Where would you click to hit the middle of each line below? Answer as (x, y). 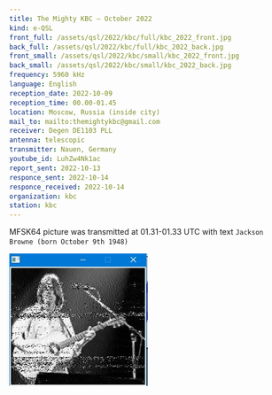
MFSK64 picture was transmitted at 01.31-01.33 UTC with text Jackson (136, 232)
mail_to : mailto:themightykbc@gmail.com (85, 121)
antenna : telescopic (47, 140)
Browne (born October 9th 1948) (69, 242)
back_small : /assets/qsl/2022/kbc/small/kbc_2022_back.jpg (120, 66)
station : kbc (33, 205)
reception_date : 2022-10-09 (61, 93)
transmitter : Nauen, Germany (63, 150)
